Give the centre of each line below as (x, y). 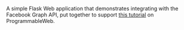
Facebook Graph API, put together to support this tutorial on (80, 15)
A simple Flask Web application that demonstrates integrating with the (92, 9)
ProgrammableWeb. (30, 21)
